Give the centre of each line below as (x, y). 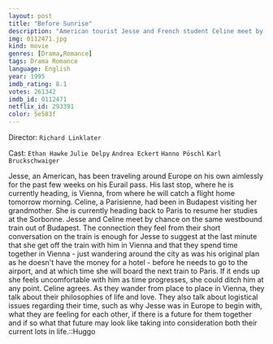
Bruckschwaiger (34, 161)
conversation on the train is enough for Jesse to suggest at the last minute (133, 236)
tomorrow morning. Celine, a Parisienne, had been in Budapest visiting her (133, 202)
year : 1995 (27, 76)
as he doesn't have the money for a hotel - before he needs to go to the (128, 262)
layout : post (30, 16)
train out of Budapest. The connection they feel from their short (115, 228)
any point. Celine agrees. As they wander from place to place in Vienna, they (136, 288)
